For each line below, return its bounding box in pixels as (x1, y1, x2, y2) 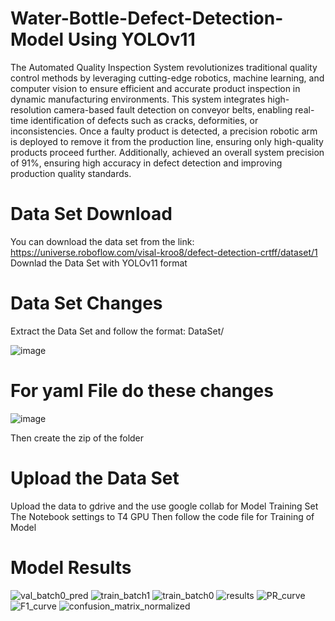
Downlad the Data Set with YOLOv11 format (10, 257, 188, 269)
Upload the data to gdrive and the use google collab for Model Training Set (10, 500, 319, 512)
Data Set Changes (10, 292, 163, 315)
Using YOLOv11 (67, 28, 196, 51)
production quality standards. (10, 167, 132, 179)
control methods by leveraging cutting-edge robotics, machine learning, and (10, 72, 325, 84)
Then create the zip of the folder (10, 432, 145, 444)
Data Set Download (10, 203, 173, 226)
